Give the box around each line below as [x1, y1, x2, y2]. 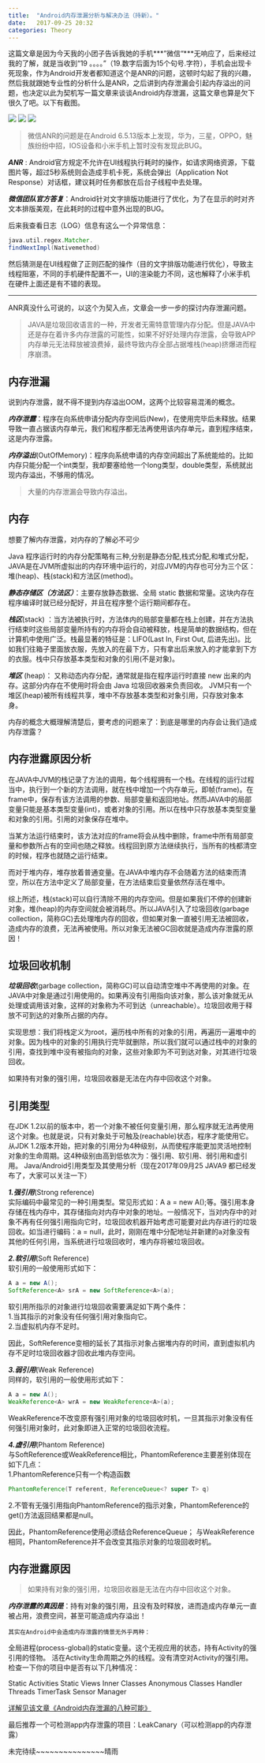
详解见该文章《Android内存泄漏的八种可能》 [8, 1703, 151, 1713]
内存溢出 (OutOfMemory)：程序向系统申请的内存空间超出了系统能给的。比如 [8, 450, 254, 460]
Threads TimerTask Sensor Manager [8, 1687, 127, 1697]
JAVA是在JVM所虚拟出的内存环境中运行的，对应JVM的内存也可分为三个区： [8, 561, 256, 570]
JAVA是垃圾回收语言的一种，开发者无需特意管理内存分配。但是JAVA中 [27, 320, 256, 330]
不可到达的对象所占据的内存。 [14, 1010, 112, 1020]
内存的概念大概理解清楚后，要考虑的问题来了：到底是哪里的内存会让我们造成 [8, 717, 257, 726]
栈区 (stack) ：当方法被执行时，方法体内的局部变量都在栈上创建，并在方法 [8, 614, 247, 624]
